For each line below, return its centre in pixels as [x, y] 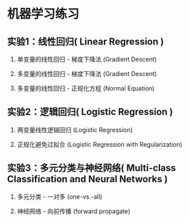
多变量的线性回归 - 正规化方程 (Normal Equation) [86, 88]
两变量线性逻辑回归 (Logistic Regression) [75, 129]
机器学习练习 [43, 14]
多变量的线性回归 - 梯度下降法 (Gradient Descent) [87, 74]
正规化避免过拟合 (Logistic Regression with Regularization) [100, 144]
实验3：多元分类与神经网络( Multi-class [92, 168]
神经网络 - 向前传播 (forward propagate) [74, 211]
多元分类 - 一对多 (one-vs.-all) [60, 197]
